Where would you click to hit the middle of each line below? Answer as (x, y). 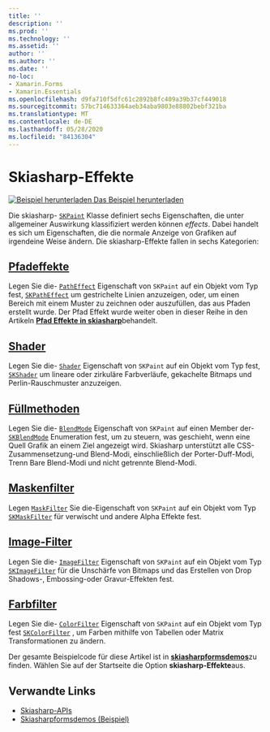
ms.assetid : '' (34, 46)
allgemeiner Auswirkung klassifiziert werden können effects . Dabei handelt (134, 223)
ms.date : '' (28, 69)
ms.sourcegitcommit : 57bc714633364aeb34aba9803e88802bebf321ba (118, 106)
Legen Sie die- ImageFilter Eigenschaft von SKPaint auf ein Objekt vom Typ (135, 561)
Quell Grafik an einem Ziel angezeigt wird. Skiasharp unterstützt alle (122, 445)
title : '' (25, 16)
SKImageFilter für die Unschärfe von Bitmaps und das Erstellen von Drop (130, 570)
